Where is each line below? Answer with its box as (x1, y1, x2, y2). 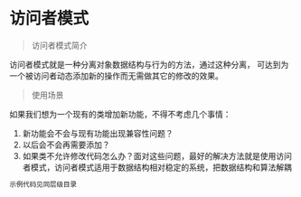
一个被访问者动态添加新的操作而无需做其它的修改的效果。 (9, 70, 223, 81)
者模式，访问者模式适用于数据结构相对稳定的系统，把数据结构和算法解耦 (22, 162, 292, 173)
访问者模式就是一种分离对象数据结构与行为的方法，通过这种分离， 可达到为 (9, 59, 289, 70)
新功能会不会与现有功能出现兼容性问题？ (22, 127, 174, 138)
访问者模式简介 (31, 40, 88, 51)
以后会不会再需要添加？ (22, 139, 110, 150)
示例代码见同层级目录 (9, 180, 77, 189)
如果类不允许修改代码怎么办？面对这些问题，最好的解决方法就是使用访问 (22, 150, 292, 161)
